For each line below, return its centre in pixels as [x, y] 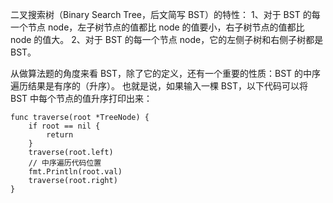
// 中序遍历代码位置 [65, 163]
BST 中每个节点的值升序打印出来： [81, 98]
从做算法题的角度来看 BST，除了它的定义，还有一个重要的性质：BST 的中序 [166, 73]
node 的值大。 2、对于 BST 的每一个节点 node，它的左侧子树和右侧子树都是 [167, 39]
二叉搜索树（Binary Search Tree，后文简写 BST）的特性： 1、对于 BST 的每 [165, 14]
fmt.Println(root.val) [75, 172]
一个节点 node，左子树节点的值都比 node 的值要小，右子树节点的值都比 [157, 27]
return [60, 135]
